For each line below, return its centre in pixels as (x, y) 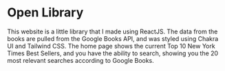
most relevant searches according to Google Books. (81, 60)
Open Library (45, 13)
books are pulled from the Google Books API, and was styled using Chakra (113, 38)
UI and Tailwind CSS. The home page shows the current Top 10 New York (111, 46)
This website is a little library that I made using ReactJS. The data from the (112, 31)
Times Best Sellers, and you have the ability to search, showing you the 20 (113, 53)
